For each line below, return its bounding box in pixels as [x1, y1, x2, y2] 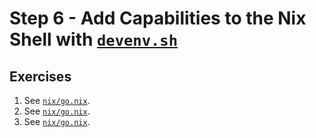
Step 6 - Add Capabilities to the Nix [9, 7, 307, 30]
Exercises [9, 68, 72, 85]
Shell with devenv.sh [9, 28, 178, 51]
